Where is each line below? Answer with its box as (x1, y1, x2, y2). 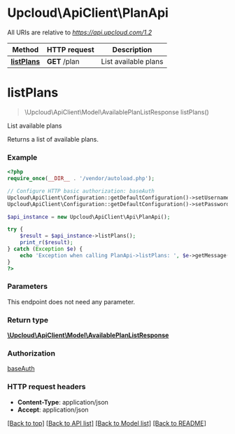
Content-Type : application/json (17, 398, 108, 406)
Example (7, 152, 38, 162)
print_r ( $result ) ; (20, 239, 73, 246)
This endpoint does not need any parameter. (7, 297, 135, 306)
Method (12, 44, 39, 54)
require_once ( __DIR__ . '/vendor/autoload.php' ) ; (7, 175, 155, 182)
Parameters (7, 282, 48, 292)
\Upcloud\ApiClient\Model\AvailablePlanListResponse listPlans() (24, 107, 210, 116)
